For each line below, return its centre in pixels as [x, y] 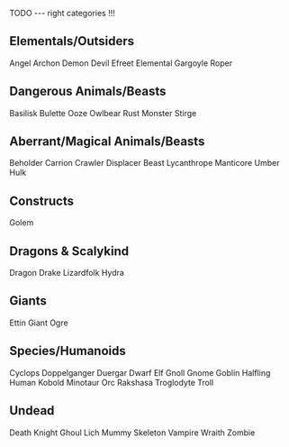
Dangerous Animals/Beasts [88, 91]
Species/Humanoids [68, 351]
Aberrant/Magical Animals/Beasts [107, 142]
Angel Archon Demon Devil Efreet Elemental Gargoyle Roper [121, 63]
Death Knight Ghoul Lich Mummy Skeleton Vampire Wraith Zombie [132, 433]
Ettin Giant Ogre [39, 323]
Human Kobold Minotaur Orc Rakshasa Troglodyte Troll [112, 382]
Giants [28, 301]
